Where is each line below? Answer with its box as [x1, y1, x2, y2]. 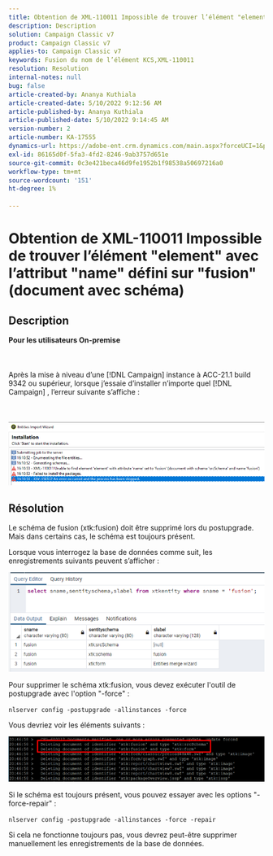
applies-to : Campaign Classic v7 [8, 47, 122, 56]
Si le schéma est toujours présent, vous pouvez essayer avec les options [8, 789, 252, 799]
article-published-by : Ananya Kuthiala [8, 107, 144, 116]
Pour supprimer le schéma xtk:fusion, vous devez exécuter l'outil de [8, 679, 236, 689]
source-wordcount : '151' [8, 176, 93, 185]
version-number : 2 [8, 124, 71, 133]
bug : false [8, 81, 45, 90]
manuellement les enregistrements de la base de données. [8, 838, 205, 848]
